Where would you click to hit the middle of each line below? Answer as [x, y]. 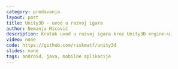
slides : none [22, 51]
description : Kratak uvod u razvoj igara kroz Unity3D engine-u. [89, 34]
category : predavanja [33, 12]
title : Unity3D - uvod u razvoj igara [55, 23]
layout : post [22, 17]
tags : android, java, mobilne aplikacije [59, 56]
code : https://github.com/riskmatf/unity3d [61, 46]
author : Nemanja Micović [37, 28]
